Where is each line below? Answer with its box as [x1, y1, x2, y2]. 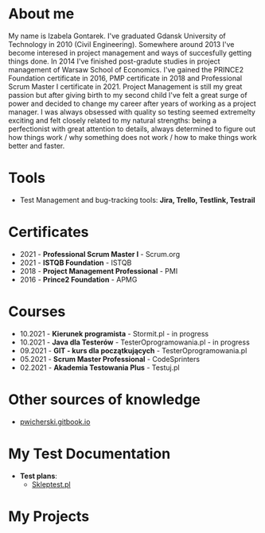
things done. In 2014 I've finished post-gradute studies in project [8, 56, 220, 66]
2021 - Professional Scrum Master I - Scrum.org [19, 249, 181, 259]
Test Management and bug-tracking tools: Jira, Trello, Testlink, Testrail [19, 195, 256, 204]
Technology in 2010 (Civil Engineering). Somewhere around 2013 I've [8, 39, 235, 49]
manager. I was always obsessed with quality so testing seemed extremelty [8, 107, 256, 116]
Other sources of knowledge [8, 391, 201, 408]
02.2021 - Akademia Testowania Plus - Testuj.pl [19, 363, 181, 372]
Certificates [8, 224, 89, 241]
